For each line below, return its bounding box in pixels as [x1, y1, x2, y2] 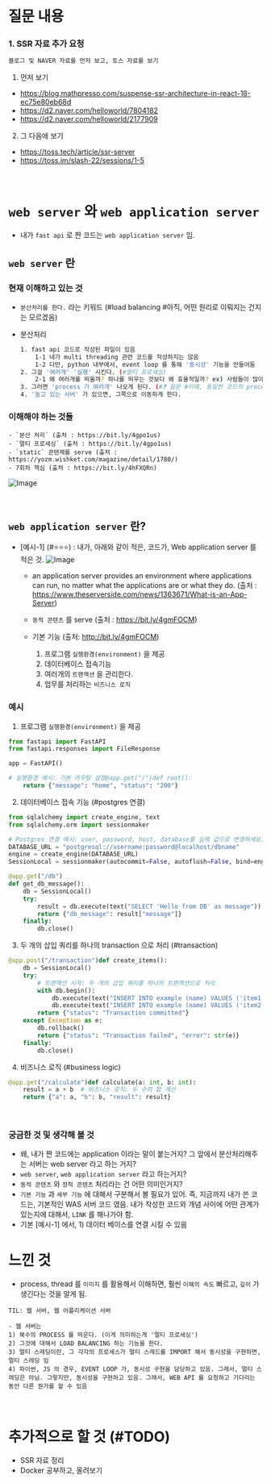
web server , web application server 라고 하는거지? [19, 1169, 187, 1179]
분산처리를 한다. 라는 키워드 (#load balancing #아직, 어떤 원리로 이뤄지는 [19, 302, 247, 311]
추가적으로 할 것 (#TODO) [8, 1427, 171, 1446]
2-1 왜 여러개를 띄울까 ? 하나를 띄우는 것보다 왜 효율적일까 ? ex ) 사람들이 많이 [35, 376, 264, 384]
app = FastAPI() [8, 760, 63, 768]
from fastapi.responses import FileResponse [8, 745, 161, 753]
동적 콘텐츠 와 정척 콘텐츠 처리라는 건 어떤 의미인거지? [19, 1179, 183, 1189]
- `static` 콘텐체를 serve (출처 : [8, 448, 118, 456]
